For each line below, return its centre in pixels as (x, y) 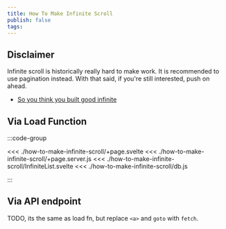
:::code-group (27, 138)
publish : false (29, 20)
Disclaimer (31, 54)
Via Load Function (47, 121)
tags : (15, 26)
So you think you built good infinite (67, 100)
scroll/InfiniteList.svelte (41, 166)
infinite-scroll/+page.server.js (50, 159)
